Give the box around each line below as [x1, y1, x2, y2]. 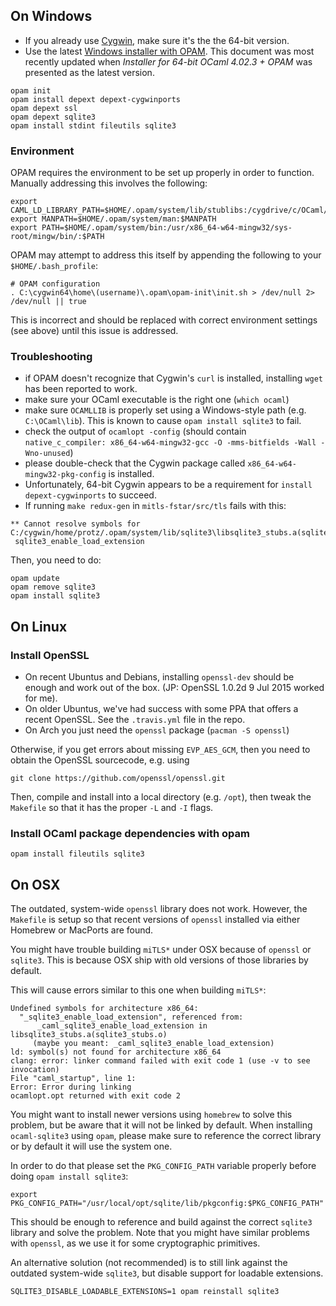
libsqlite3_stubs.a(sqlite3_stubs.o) [10, 1030, 168, 1040]
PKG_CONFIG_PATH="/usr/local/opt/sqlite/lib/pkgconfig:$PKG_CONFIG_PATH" [10, 1199, 325, 1209]
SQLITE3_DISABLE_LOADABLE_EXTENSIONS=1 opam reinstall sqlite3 [10, 1287, 280, 1297]
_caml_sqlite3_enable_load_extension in [36, 1021, 208, 1031]
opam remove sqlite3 [10, 582, 97, 593]
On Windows [10, 8, 93, 25]
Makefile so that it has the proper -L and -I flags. [10, 802, 214, 814]
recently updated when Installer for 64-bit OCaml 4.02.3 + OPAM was [24, 55, 313, 68]
